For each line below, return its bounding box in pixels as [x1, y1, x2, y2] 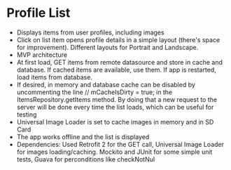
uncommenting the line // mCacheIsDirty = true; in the [16, 88, 173, 96]
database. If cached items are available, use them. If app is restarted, [16, 65, 216, 74]
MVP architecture [16, 51, 68, 59]
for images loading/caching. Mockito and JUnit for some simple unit [16, 148, 213, 156]
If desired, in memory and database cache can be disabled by [16, 80, 195, 89]
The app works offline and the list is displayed [16, 132, 150, 141]
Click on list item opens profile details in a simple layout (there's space [16, 35, 220, 44]
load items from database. [16, 72, 92, 81]
